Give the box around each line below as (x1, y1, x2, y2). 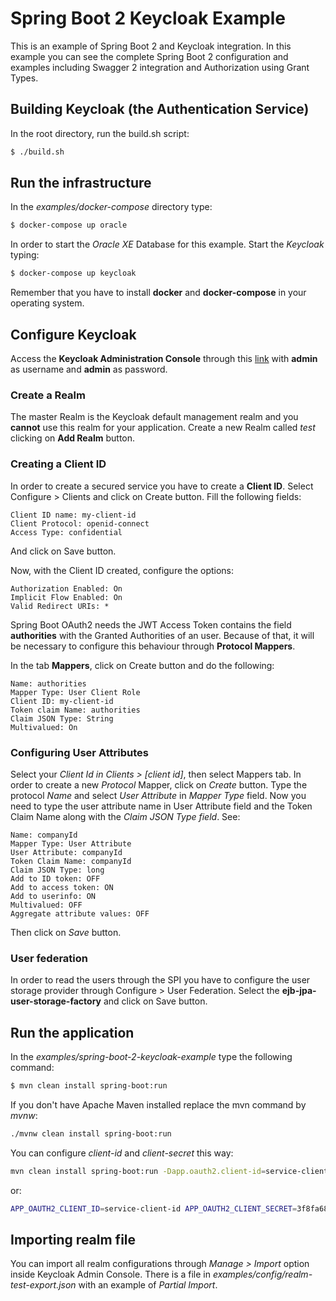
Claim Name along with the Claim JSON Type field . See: (10, 810, 241, 822)
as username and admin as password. (10, 363, 168, 375)
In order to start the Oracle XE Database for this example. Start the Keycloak (10, 238, 325, 251)
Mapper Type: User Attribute (10, 838, 132, 849)
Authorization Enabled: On (10, 583, 123, 594)
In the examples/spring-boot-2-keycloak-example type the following (10, 1051, 293, 1062)
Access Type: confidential (10, 527, 123, 537)
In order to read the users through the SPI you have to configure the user (10, 974, 311, 986)
